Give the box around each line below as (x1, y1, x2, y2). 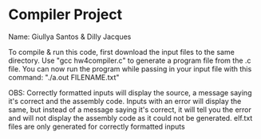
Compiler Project (8, 6, 123, 24)
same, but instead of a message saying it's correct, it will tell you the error (8, 105, 251, 114)
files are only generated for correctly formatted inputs (8, 122, 185, 131)
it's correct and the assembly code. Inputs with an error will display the (8, 96, 242, 106)
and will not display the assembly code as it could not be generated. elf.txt (8, 113, 253, 122)
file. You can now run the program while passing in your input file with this (8, 64, 252, 73)
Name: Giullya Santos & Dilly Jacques (8, 32, 132, 41)
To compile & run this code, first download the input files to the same (8, 47, 235, 56)
